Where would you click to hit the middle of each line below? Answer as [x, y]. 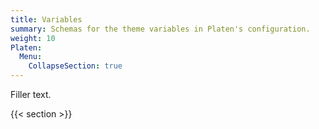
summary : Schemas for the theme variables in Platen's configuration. [160, 29]
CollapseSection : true [75, 66]
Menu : [31, 57]
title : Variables [46, 19]
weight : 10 [33, 38]
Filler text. [31, 94]
